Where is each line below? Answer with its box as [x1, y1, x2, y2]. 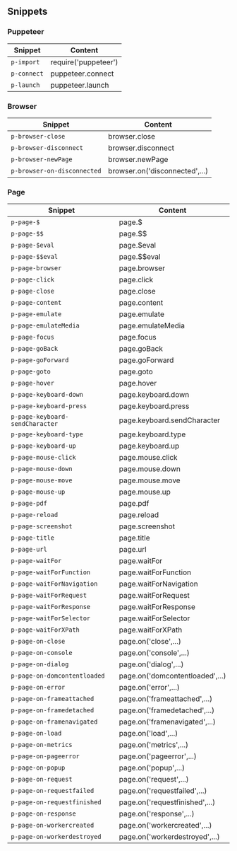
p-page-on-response [11, 810, 76, 818]
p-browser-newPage [11, 155, 73, 163]
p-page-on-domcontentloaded [11, 672, 105, 680]
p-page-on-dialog [11, 661, 69, 668]
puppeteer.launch [50, 80, 109, 90]
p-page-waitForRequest [11, 591, 87, 600]
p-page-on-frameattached [11, 695, 95, 703]
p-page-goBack [11, 345, 59, 353]
